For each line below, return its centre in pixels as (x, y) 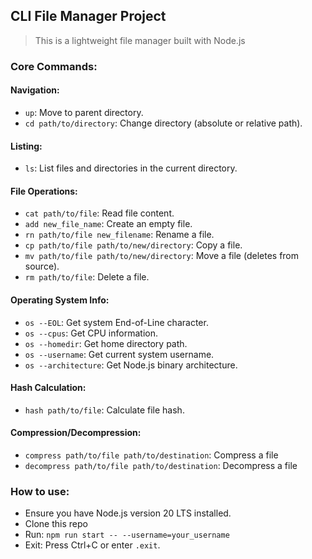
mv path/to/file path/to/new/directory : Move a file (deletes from (162, 256)
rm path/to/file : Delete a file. (87, 277)
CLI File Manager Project (88, 16)
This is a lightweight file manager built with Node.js (140, 40)
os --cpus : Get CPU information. (91, 333)
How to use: (40, 491)
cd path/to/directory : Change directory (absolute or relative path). (163, 123)
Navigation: (35, 90)
